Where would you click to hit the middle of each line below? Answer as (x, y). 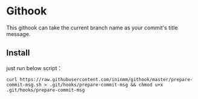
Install (18, 53)
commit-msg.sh (24, 85)
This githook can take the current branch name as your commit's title (92, 28)
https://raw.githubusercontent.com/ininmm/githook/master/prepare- (106, 79)
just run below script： (34, 68)
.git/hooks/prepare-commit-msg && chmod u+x (106, 85)
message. (18, 34)
